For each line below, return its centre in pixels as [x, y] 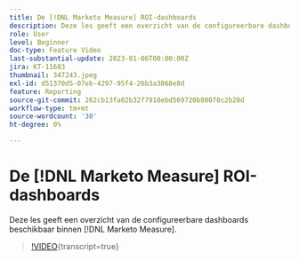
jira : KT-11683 [37, 67]
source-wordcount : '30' [53, 116]
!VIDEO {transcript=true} [75, 246]
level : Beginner [39, 42]
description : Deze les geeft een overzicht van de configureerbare [137, 26]
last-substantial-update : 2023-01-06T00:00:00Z [99, 59]
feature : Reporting [45, 91]
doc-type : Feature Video [55, 51]
